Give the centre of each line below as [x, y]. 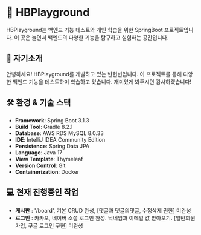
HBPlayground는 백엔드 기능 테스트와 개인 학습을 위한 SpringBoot [85, 30]
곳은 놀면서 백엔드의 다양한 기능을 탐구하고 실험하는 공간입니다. [94, 37]
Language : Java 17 [39, 152]
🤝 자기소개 [25, 58]
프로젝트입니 [179, 30]
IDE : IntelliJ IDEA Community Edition [60, 139]
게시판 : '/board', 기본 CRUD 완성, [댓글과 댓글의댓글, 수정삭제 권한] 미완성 [103, 211]
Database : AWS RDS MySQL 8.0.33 [59, 133]
